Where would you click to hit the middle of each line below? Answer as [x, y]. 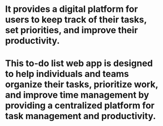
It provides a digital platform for [72, 9]
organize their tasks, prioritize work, [81, 85]
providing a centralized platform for [80, 106]
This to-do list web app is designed [79, 63]
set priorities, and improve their [72, 30]
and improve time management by [77, 95]
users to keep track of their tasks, [76, 20]
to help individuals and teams [67, 74]
